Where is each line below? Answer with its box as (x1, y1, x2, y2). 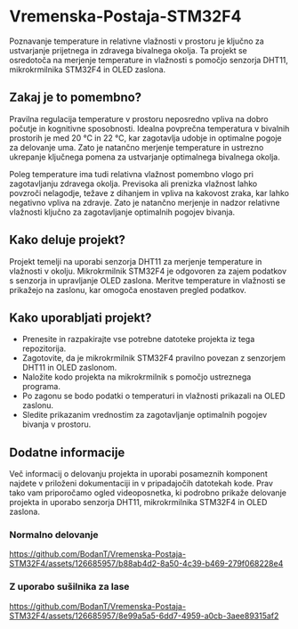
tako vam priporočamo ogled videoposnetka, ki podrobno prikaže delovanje (9, 487, 287, 498)
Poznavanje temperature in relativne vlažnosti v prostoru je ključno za (9, 36, 264, 46)
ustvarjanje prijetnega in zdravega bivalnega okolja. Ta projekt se (9, 45, 247, 55)
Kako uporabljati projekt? (9, 310, 152, 325)
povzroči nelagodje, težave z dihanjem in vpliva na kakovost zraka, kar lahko (9, 187, 289, 198)
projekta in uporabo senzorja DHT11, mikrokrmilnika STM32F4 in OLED (9, 497, 268, 508)
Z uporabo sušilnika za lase (9, 581, 130, 593)
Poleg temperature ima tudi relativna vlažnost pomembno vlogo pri (9, 168, 254, 179)
